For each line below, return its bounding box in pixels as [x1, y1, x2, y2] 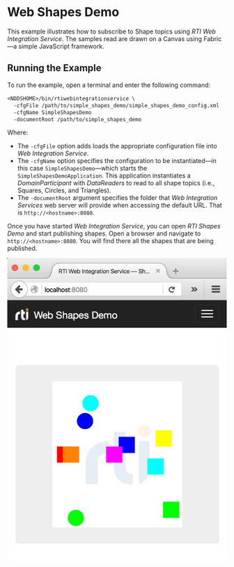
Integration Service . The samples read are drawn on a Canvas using [7, 34, 203, 42]
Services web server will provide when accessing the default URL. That [17, 201, 223, 209]
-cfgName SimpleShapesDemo [13, 109, 92, 116]
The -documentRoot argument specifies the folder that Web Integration [17, 193, 218, 202]
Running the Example [7, 62, 102, 74]
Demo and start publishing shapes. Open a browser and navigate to [7, 229, 201, 238]
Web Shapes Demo [7, 4, 120, 20]
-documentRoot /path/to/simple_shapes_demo [13, 116, 141, 123]
